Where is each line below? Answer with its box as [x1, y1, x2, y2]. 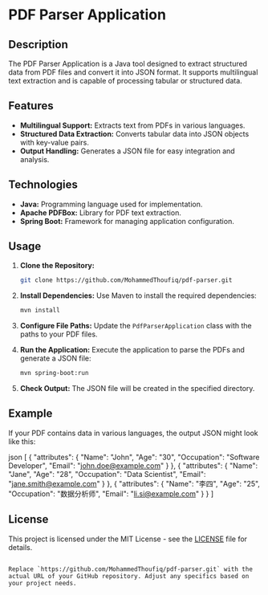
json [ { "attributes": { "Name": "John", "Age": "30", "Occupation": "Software [8, 452, 260, 462]
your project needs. [8, 579, 78, 587]
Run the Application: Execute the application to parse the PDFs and [19, 345, 245, 355]
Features [8, 99, 54, 113]
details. [8, 542, 33, 552]
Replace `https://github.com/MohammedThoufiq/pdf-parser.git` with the [8, 564, 253, 573]
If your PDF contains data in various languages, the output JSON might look [8, 428, 258, 438]
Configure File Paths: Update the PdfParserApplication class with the [19, 321, 253, 331]
